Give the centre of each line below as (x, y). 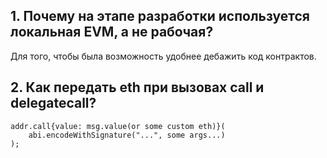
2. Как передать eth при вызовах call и (137, 87)
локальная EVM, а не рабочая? (112, 32)
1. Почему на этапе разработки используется (160, 16)
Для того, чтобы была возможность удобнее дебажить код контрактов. (163, 56)
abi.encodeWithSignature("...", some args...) (127, 135)
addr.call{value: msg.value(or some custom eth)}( (118, 126)
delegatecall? (53, 103)
